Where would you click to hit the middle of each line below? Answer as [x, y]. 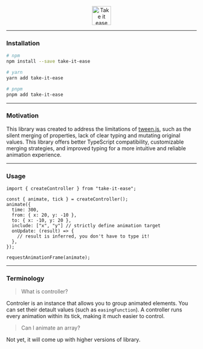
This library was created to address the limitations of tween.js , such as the [99, 129]
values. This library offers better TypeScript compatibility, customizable [95, 142]
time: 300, [25, 210]
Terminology [25, 279]
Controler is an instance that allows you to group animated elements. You [97, 304]
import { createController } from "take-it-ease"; [71, 189]
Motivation [23, 116]
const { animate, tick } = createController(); [67, 199]
